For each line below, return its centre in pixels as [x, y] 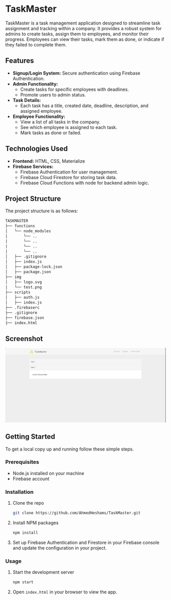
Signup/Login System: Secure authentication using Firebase [76, 73]
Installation [20, 492]
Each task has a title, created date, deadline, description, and [84, 106]
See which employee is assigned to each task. [69, 127]
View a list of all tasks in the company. [60, 122]
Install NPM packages [35, 523]
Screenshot [24, 339]
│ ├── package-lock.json [34, 267]
